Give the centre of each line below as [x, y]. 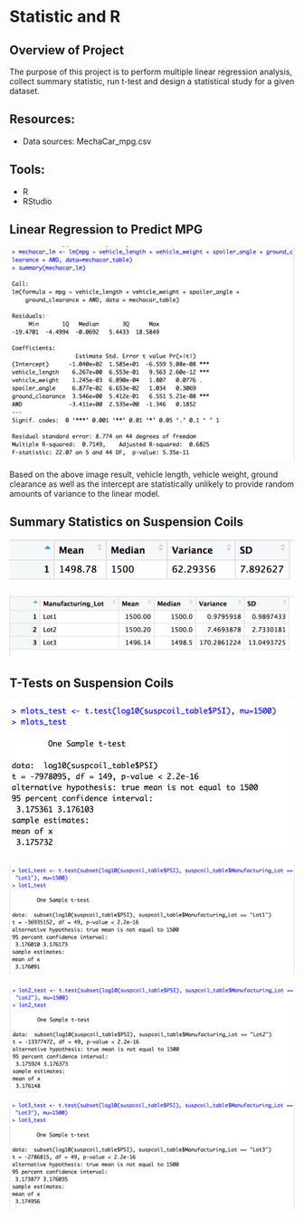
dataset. [25, 91]
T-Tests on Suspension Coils [92, 683]
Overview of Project [67, 50]
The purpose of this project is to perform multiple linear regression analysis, [151, 71]
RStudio [37, 201]
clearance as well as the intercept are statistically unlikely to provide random [152, 484]
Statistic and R [65, 17]
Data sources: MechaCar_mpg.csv [87, 141]
